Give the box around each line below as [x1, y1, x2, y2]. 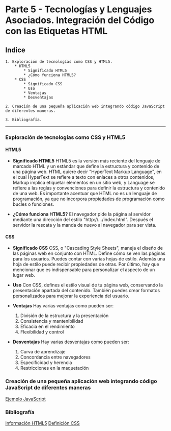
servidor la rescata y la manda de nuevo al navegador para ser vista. [12, 222, 157, 228]
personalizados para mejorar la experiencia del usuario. [12, 293, 130, 299]
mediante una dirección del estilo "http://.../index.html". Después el [12, 217, 154, 223]
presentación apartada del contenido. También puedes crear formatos [12, 288, 160, 294]
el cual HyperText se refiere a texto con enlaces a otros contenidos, [12, 174, 155, 180]
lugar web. [12, 272, 36, 278]
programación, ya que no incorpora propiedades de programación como [12, 196, 165, 202]
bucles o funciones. [12, 201, 54, 207]
